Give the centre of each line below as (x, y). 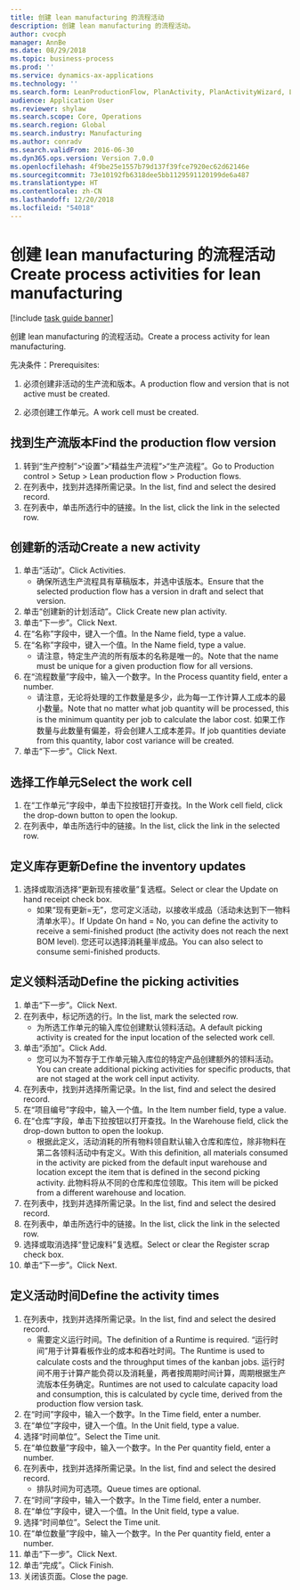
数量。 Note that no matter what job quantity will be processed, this (166, 708)
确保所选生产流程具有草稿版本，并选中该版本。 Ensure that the (150, 582)
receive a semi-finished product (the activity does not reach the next (162, 931)
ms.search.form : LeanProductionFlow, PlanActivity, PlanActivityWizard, (148, 92)
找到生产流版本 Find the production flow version (143, 443)
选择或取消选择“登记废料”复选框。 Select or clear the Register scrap (146, 1244)
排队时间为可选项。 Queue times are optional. (118, 1488)
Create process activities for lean (136, 274)
